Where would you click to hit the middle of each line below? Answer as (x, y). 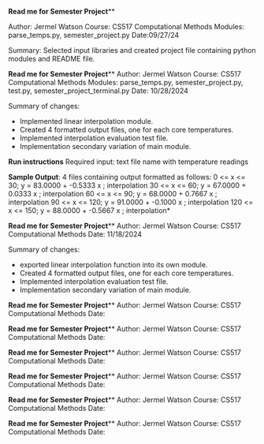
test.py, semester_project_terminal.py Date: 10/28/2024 (99, 91)
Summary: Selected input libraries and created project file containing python (132, 50)
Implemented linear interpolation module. (86, 121)
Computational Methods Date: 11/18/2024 (75, 234)
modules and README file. (52, 59)
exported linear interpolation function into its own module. (113, 265)
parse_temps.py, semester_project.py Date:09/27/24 (94, 35)
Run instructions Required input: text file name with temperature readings (128, 162)
